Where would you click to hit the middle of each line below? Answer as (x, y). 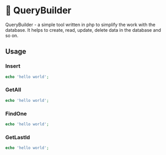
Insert (13, 66)
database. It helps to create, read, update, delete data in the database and (83, 30)
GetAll (13, 90)
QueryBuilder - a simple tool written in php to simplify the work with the (80, 25)
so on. (12, 35)
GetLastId (18, 137)
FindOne (16, 114)
